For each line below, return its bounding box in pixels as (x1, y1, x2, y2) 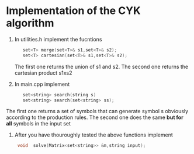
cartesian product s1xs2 (14, 69, 72, 76)
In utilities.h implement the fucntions (14, 36, 102, 43)
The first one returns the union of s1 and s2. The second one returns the (14, 63, 189, 70)
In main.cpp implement (14, 80, 70, 87)
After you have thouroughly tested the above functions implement (14, 131, 174, 138)
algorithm (6, 16, 54, 30)
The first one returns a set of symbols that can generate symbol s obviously (6, 108, 189, 115)
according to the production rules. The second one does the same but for (6, 114, 184, 121)
